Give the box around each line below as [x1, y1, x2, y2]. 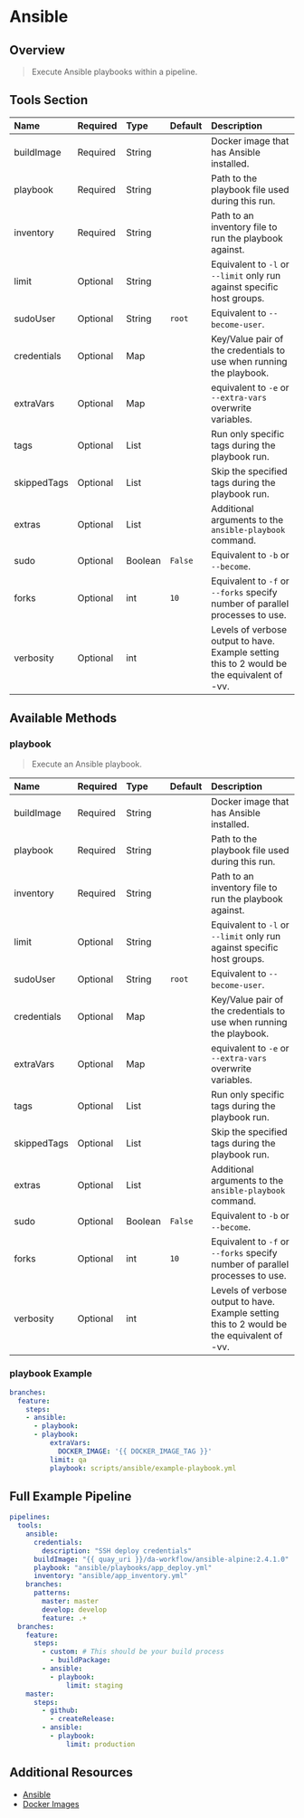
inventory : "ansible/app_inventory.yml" [33, 1572, 188, 1581]
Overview [9, 43, 66, 58]
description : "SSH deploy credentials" [42, 1546, 193, 1556]
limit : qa [49, 1455, 88, 1464]
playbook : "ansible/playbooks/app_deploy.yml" [33, 1563, 213, 1572]
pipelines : [9, 1513, 51, 1522]
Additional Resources [9, 1765, 133, 1780]
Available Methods [9, 710, 118, 726]
